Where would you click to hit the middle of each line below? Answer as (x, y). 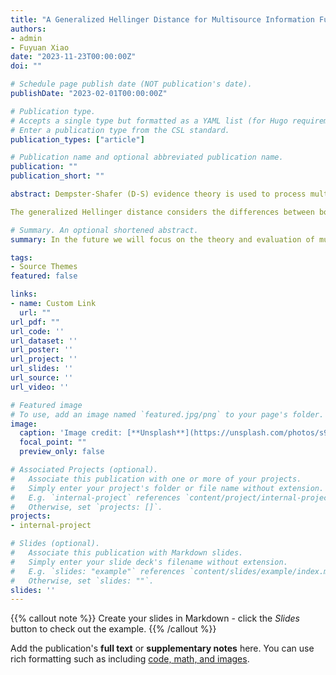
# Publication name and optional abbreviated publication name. (147, 157)
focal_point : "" (53, 442)
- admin (26, 38)
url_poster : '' (42, 350)
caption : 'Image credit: (71, 433)
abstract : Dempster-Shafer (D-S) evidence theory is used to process (158, 194)
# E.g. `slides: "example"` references (98, 571)
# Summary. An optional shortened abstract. (104, 230)
